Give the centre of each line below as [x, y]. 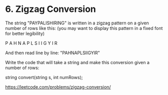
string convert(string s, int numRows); [44, 77]
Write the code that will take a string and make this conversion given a [77, 62]
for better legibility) [25, 33]
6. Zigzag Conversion [51, 9]
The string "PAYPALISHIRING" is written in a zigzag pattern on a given [77, 23]
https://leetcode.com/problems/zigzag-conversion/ [58, 87]
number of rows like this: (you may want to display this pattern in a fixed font [84, 28]
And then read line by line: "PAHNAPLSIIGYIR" [52, 53]
